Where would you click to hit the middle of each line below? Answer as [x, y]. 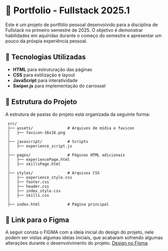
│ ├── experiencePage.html [39, 159]
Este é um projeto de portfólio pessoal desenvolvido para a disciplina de [82, 25]
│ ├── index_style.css [34, 191]
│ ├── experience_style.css [40, 177]
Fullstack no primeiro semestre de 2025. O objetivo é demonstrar [74, 30]
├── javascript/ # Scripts [48, 141]
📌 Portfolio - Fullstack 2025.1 [68, 11]
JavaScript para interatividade [45, 80]
